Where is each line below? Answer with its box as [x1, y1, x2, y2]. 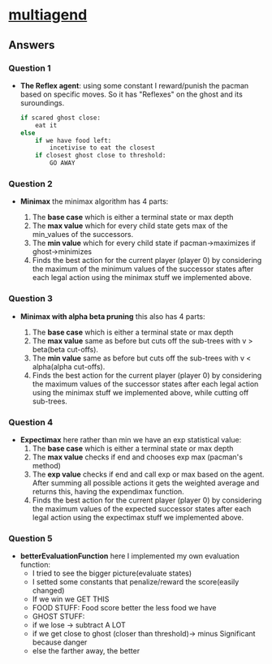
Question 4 [8, 416, 54, 428]
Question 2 [8, 178, 53, 189]
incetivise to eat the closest [50, 144, 156, 152]
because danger [32, 637, 88, 647]
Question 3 [8, 293, 53, 304]
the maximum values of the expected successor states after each [32, 503, 252, 513]
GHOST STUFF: [32, 611, 85, 622]
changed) [32, 586, 65, 596]
